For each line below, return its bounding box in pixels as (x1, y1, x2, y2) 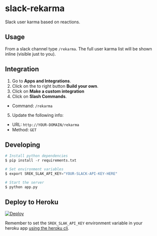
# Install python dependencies (5, 154, 68, 158)
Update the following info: (12, 112, 64, 118)
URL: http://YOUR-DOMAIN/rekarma (12, 122, 80, 127)
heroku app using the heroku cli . (5, 225, 70, 231)
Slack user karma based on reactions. (5, 19, 81, 25)
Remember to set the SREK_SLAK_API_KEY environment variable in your (5, 220, 143, 226)
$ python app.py (5, 185, 38, 189)
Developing (5, 141, 40, 149)
